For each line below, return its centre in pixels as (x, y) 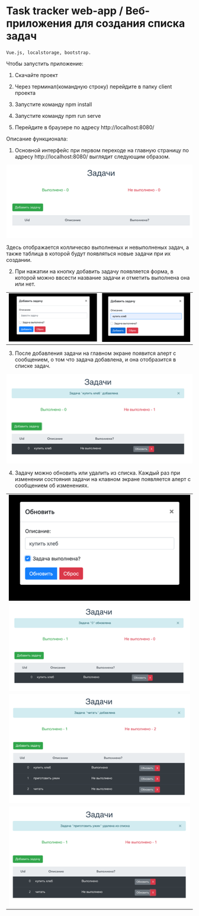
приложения (39, 23)
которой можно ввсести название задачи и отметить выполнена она (102, 277)
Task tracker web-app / (65, 11)
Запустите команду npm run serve (58, 116)
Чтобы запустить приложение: (45, 63)
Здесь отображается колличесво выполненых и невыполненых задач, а (98, 247)
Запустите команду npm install (53, 104)
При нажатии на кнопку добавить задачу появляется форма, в (94, 271)
